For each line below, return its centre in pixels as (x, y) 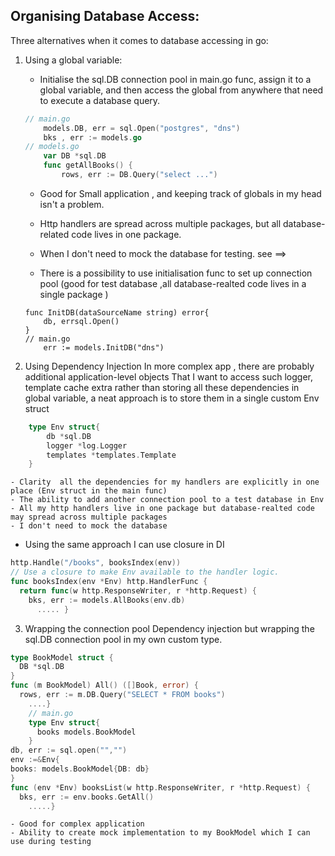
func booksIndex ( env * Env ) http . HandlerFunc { (109, 582)
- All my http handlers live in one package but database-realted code (162, 509)
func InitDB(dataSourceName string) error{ (117, 312)
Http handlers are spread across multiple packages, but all (160, 223)
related (54, 234)
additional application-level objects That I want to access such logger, (168, 376)
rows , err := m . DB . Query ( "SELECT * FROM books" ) (122, 695)
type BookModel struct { (62, 657)
